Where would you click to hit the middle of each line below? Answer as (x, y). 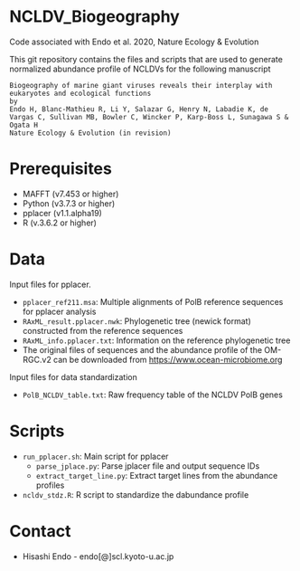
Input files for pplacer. (51, 284)
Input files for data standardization (73, 376)
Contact (40, 531)
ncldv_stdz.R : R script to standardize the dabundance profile (136, 494)
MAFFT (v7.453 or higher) (70, 194)
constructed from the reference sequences (103, 330)
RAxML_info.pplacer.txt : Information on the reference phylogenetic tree (156, 340)
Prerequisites (61, 169)
